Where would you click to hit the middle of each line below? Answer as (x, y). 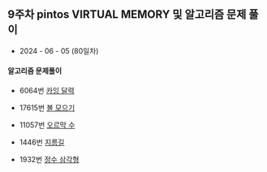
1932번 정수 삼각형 (49, 160)
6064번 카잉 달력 (47, 91)
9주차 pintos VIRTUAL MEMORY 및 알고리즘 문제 (127, 15)
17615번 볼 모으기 (47, 108)
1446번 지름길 (42, 142)
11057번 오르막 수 (47, 125)
